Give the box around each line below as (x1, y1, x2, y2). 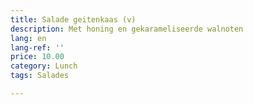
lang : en (10, 33, 47, 43)
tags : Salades (10, 71, 70, 81)
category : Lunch (10, 61, 78, 71)
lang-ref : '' (10, 42, 65, 53)
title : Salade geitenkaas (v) (10, 14, 137, 25)
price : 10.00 (10, 52, 65, 62)
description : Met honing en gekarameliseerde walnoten (10, 24, 244, 34)
